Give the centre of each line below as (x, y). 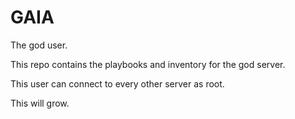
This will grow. (40, 103)
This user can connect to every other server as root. (117, 83)
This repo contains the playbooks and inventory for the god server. (148, 64)
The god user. (39, 45)
